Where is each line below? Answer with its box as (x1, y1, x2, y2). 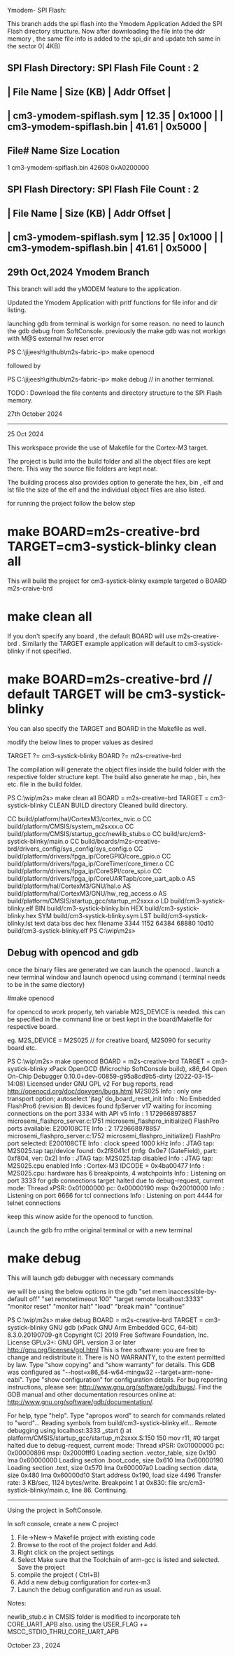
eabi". (7, 1375, 24, 1384)
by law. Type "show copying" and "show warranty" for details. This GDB (7, 1360, 215, 1368)
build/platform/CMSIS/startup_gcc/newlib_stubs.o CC (7, 829, 162, 837)
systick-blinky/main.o (7, 837, 69, 845)
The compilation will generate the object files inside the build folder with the (7, 765, 226, 774)
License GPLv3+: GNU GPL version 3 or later (7, 1338, 136, 1346)
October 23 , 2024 (7, 1641, 61, 1649)
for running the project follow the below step (7, 499, 136, 507)
